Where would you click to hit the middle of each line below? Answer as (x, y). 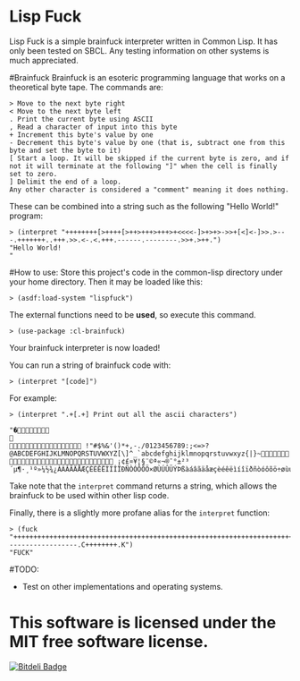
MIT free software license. (109, 642)
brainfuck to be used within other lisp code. (89, 495)
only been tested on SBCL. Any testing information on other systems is (139, 50)
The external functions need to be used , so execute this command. (133, 314)
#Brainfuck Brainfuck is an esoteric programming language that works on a (147, 77)
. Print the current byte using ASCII (81, 119)
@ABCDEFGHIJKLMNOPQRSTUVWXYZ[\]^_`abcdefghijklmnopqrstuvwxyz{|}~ (150, 454)
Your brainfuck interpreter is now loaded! (85, 347)
